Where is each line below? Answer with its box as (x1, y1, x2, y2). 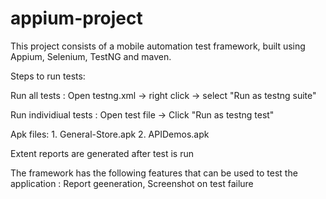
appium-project (10, 7, 143, 30)
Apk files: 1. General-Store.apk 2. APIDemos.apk (10, 128, 210, 140)
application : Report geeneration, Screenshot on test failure (10, 177, 254, 189)
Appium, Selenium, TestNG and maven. (10, 50, 172, 62)
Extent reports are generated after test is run (10, 147, 195, 159)
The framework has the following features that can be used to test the (10, 167, 298, 179)
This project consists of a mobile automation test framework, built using (10, 40, 306, 52)
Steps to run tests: (10, 70, 86, 82)
